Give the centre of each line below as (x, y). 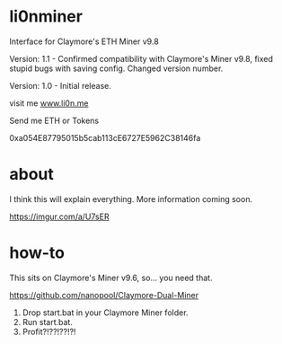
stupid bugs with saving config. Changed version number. (116, 68)
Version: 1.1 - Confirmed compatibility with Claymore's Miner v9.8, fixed (141, 58)
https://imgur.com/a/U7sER (59, 216)
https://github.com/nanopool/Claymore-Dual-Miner (104, 295)
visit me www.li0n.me (49, 103)
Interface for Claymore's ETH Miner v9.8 (84, 41)
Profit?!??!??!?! (49, 331)
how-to (37, 253)
